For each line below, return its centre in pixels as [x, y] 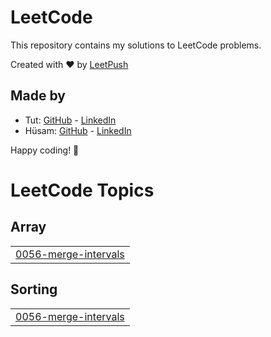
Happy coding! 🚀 [45, 150]
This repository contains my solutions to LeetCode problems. [136, 45]
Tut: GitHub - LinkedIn [70, 120]
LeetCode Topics [82, 190]
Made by [38, 96]
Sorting [34, 289]
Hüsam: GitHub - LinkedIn [78, 130]
